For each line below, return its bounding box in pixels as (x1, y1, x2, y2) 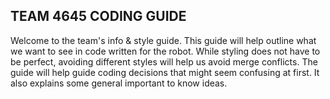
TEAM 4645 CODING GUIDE (10, 8, 187, 25)
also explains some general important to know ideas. (10, 77, 228, 89)
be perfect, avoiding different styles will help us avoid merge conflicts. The (10, 55, 318, 68)
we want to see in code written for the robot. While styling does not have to (10, 45, 321, 57)
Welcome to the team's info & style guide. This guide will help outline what (10, 34, 317, 46)
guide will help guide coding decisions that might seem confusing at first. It (10, 66, 320, 78)
